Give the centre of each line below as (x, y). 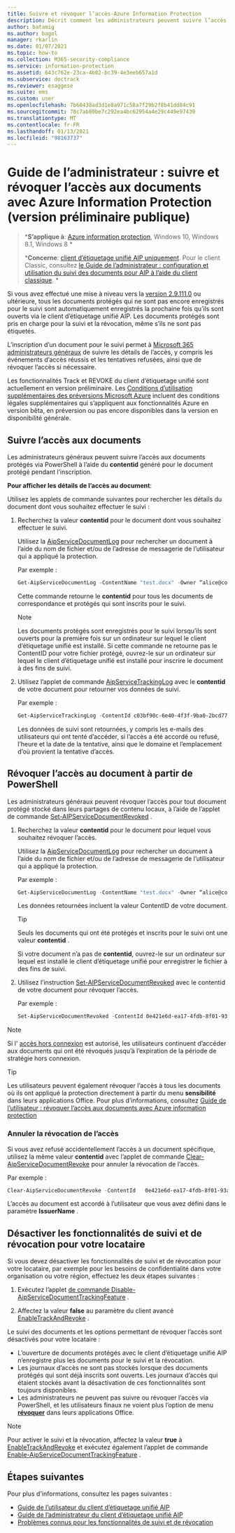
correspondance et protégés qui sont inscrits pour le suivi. (102, 603)
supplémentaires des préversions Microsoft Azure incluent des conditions (114, 396)
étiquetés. (22, 331)
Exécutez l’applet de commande (63, 1290)
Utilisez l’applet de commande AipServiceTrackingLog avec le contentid (121, 681)
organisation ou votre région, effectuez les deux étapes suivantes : (103, 1276)
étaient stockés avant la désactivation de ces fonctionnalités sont (112, 1383)
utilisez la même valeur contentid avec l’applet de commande (96, 1157)
